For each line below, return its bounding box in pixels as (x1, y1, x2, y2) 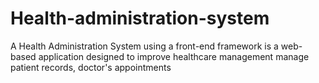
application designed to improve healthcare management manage (38, 50, 310, 62)
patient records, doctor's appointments (10, 61, 172, 73)
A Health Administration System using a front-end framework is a (10, 40, 279, 52)
